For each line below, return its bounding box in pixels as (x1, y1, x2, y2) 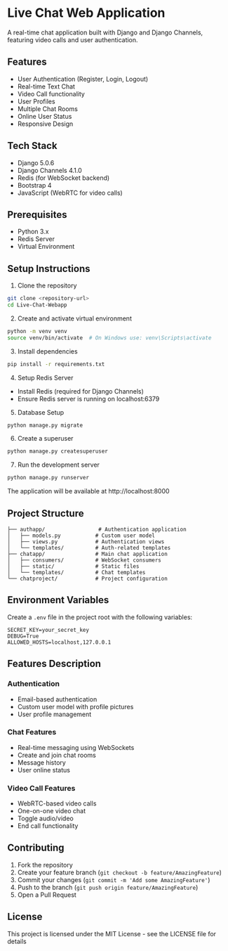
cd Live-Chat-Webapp (7, 302, 68, 309)
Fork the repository (17, 860, 74, 869)
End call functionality (17, 822, 79, 830)
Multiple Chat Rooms (17, 104, 79, 113)
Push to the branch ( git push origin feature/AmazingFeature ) (17, 883, 199, 891)
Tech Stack (7, 140, 58, 152)
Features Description (7, 658, 102, 670)
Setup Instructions (7, 262, 90, 275)
